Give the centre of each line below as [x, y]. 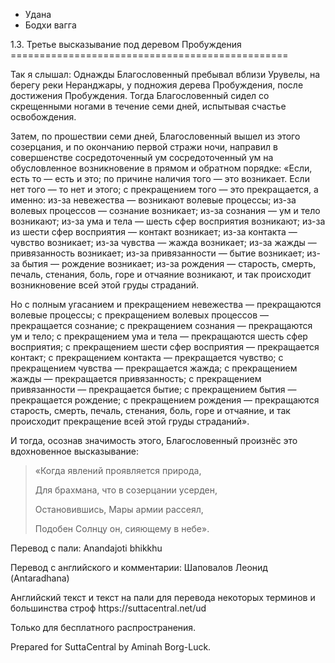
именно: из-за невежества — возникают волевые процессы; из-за [153, 200]
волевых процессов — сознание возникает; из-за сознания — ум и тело [165, 210]
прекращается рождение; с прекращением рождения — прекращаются [165, 400]
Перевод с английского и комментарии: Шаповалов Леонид [139, 567]
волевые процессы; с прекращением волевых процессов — [140, 315]
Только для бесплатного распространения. [103, 627]
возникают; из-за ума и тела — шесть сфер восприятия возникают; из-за [168, 221]
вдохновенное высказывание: [75, 451]
